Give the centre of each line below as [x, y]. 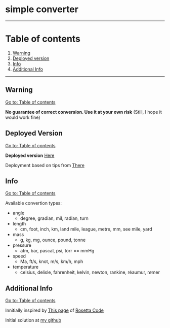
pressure [22, 245]
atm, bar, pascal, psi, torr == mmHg [57, 251]
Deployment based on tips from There [45, 165]
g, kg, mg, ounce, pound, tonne [53, 240]
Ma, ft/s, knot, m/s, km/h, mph [52, 261]
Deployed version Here [30, 155]
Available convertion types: [34, 203]
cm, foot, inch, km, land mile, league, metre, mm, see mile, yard [86, 229]
